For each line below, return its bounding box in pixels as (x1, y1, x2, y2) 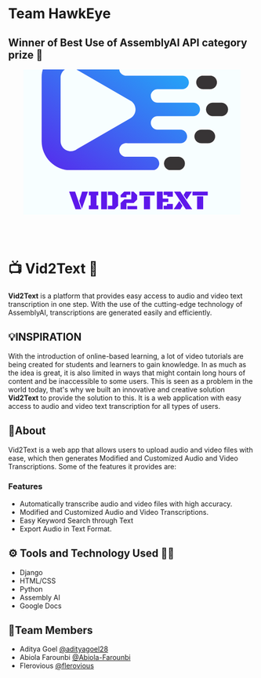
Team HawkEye (8, 5, 111, 23)
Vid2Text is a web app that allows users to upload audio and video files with (8, 445, 253, 454)
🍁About (8, 425, 46, 438)
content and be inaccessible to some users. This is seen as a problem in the (8, 376, 253, 385)
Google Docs (19, 601, 62, 611)
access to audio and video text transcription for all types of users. (8, 401, 221, 410)
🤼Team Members (8, 624, 93, 637)
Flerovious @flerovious (19, 661, 94, 671)
